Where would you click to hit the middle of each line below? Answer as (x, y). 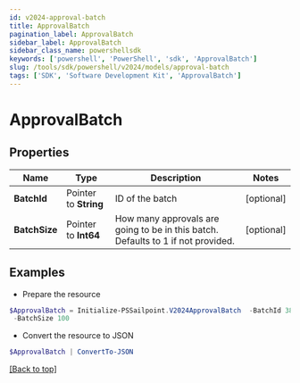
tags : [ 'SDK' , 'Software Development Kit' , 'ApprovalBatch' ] (125, 76)
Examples (37, 273)
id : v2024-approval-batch (57, 17)
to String (85, 204)
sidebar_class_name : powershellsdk (75, 51)
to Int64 (83, 235)
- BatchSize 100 (41, 319)
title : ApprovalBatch (50, 26)
